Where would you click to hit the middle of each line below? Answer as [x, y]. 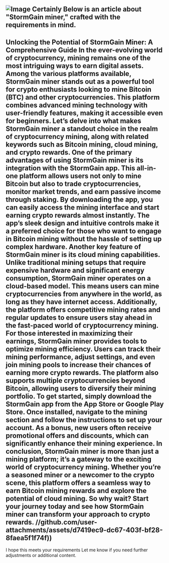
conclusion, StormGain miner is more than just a [82, 451]
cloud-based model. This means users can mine [82, 286]
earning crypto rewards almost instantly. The [78, 215]
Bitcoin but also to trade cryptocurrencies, [73, 184]
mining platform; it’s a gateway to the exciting [79, 459]
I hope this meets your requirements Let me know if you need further [77, 550]
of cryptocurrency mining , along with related [77, 136]
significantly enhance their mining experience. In [84, 443]
